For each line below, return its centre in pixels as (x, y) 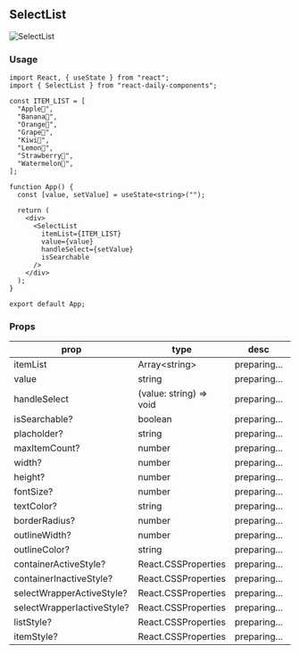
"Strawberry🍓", (46, 156)
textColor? (36, 506)
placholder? (39, 434)
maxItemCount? (47, 448)
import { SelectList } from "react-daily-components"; (113, 86)
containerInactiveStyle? (63, 579)
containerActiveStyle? (60, 564)
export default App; (48, 304)
